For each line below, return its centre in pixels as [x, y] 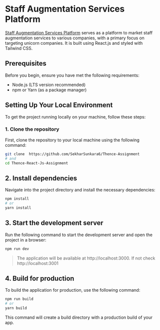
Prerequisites [26, 63]
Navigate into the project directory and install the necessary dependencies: [80, 190]
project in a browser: [26, 240]
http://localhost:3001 [38, 263]
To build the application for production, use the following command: [73, 290]
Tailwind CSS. [19, 48]
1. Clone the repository [32, 129]
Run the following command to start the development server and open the [79, 235]
